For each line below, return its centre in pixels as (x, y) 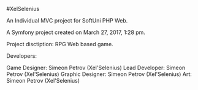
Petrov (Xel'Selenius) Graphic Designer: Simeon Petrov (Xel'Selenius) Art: (99, 74)
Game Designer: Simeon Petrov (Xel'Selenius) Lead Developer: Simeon (96, 67)
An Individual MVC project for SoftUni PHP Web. (67, 20)
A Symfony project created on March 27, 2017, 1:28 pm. (76, 32)
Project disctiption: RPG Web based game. (60, 44)
